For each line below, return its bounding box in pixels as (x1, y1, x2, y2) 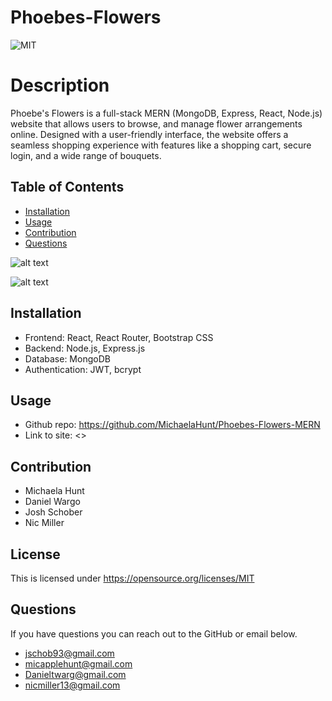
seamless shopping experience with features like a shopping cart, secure (10, 139, 312, 151)
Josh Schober (24, 506, 83, 518)
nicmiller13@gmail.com (24, 679, 121, 691)
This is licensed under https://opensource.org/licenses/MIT (10, 572, 255, 584)
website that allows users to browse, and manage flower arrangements (10, 117, 303, 130)
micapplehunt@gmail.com (24, 657, 133, 670)
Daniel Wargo (24, 496, 81, 508)
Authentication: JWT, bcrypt (24, 363, 142, 375)
